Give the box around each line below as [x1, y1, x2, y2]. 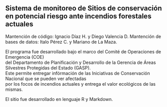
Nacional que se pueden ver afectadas [5, 76, 87, 82]
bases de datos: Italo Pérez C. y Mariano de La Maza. [5, 39, 117, 45]
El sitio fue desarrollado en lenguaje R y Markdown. [5, 96, 113, 102]
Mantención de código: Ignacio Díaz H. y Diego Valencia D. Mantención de [5, 33, 161, 40]
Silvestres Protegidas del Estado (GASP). [5, 64, 91, 70]
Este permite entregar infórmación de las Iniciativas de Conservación [5, 70, 150, 76]
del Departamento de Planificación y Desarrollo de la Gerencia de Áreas [5, 59, 156, 65]
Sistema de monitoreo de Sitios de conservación [5, 4, 162, 13]
